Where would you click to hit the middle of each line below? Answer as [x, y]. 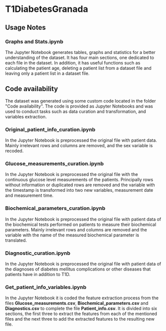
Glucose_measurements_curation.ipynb [55, 164]
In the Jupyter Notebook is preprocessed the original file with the [72, 174]
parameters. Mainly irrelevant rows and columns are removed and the [76, 229]
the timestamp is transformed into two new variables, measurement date [79, 190]
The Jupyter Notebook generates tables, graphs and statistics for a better [81, 52]
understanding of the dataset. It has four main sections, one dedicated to [80, 57]
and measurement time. [29, 195]
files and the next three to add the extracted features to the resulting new [80, 319]
